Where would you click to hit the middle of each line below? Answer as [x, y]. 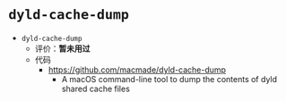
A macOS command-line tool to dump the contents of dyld [169, 79]
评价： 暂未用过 [62, 48]
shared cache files [96, 88]
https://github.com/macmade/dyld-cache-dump [137, 70]
